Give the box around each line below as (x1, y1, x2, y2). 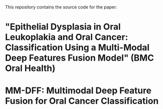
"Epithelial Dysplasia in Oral (5, 22, 121, 32)
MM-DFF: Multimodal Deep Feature (5, 85, 152, 96)
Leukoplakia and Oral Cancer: (5, 32, 129, 43)
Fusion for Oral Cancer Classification (5, 95, 159, 107)
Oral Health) (5, 63, 55, 74)
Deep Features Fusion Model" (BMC (5, 52, 154, 64)
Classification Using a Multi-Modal (5, 42, 150, 53)
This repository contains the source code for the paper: (5, 4, 117, 10)
